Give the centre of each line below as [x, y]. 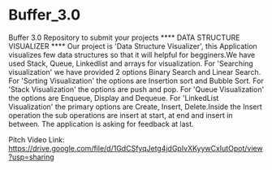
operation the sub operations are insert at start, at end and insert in [121, 115]
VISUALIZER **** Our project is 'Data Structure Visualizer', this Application [133, 46]
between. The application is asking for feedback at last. [101, 124]
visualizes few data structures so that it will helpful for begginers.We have [132, 54]
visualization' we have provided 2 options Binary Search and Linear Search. [135, 72]
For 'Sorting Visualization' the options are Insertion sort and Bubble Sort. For [136, 81]
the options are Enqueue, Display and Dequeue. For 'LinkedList [114, 98]
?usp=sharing [31, 157]
